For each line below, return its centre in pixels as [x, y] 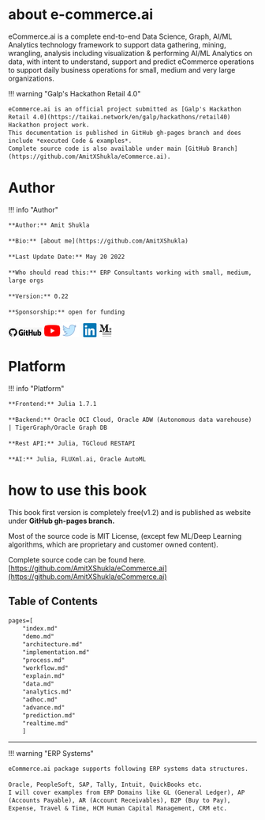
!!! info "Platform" [36, 388]
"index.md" [40, 628]
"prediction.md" [49, 715]
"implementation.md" [56, 652]
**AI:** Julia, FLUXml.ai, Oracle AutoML [77, 459]
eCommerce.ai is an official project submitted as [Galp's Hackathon [125, 109]
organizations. [32, 78]
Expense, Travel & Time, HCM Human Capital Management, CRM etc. [118, 808]
